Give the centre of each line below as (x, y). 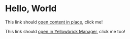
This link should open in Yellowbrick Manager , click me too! (65, 31)
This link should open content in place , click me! (54, 22)
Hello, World (31, 9)
